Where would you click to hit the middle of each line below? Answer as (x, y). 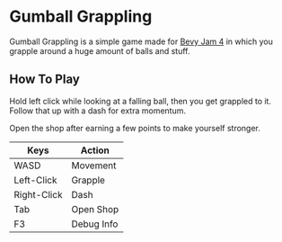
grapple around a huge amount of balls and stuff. (100, 50)
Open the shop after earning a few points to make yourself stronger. (135, 128)
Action (95, 150)
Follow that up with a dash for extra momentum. (98, 111)
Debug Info (95, 224)
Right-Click (38, 194)
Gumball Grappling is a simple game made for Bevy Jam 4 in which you (141, 41)
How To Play (45, 80)
